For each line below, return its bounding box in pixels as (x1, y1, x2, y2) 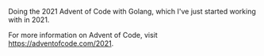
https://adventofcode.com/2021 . (8, 39, 114, 48)
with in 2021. (8, 15, 50, 24)
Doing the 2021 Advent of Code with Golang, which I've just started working (8, 7, 256, 16)
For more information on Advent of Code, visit (8, 31, 159, 39)
